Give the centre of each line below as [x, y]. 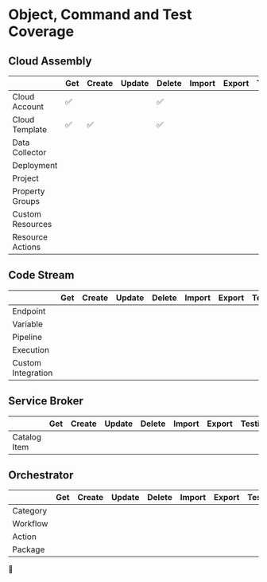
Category [30, 511]
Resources [32, 224]
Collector [29, 152]
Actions [27, 247]
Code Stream [41, 275]
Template [30, 129]
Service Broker [46, 401]
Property [29, 191]
